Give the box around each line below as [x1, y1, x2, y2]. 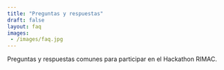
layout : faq [7, 23, 41, 30]
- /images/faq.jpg [10, 36, 64, 43]
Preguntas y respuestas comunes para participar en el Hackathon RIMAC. [7, 55, 218, 63]
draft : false [7, 17, 45, 24]
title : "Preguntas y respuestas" [7, 10, 104, 17]
